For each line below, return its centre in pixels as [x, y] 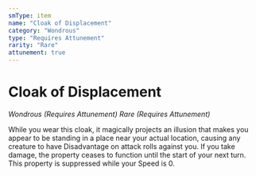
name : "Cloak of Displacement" [60, 23]
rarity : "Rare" [33, 45]
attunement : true [37, 53]
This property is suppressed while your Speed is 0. [91, 163]
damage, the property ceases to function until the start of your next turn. [127, 154]
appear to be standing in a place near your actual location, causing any [124, 138]
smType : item [30, 16]
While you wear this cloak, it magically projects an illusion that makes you [128, 129]
